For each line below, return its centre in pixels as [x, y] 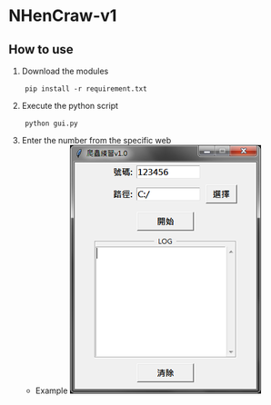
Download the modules [65, 71]
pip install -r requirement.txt [86, 89]
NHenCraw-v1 [63, 16]
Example [51, 390]
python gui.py [51, 123]
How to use [41, 49]
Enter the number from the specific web [96, 140]
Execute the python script [70, 106]
